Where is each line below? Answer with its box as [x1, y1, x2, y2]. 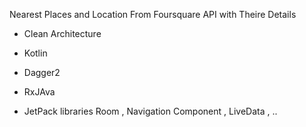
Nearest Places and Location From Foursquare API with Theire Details [9, 9, 297, 20]
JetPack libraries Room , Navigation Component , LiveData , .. [23, 105, 278, 117]
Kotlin [23, 47, 48, 59]
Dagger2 [23, 67, 61, 78]
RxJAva [23, 86, 56, 98]
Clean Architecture [23, 28, 102, 39]
